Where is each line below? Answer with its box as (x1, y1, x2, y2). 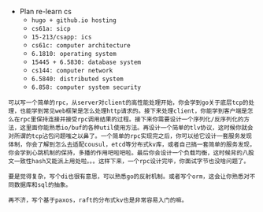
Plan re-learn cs (19, 7, 72, 16)
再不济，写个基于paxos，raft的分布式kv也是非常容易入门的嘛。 (8, 196, 188, 204)
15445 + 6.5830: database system (31, 58, 142, 66)
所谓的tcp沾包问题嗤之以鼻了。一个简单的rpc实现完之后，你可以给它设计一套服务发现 (13, 132, 252, 140)
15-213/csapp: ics (31, 33, 92, 41)
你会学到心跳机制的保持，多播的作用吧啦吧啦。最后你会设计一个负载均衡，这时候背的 (8, 149, 243, 157)
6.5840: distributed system (31, 75, 124, 83)
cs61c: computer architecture (31, 42, 131, 50)
